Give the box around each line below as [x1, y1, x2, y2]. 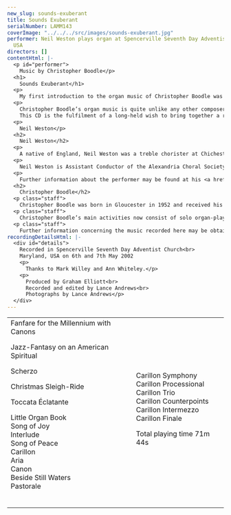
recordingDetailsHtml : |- [7, 233, 81, 240]
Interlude [10, 430, 40, 439]
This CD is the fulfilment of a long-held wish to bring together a [19, 112, 220, 119]
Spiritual [10, 351, 38, 360]
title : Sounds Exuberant [7, 16, 78, 23]
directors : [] [7, 49, 48, 56]
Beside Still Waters [10, 473, 71, 482]
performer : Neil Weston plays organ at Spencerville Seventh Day [7, 36, 198, 43]
